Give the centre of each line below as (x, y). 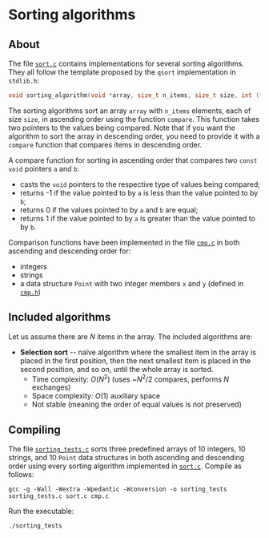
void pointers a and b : (44, 168)
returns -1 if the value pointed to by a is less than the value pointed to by (139, 192)
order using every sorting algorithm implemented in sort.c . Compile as (125, 466)
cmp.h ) (30, 292)
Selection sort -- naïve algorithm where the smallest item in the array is (138, 352)
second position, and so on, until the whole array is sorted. (116, 369)
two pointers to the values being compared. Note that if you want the (122, 127)
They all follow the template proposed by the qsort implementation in (122, 72)
